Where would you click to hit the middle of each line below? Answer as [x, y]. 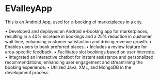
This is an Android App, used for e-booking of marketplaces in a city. [74, 22]
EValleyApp [29, 8]
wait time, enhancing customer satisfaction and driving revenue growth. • [79, 41]
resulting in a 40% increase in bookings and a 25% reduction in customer [79, 36]
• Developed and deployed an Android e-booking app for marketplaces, [77, 31]
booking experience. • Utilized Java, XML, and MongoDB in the [68, 67]
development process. [27, 72]
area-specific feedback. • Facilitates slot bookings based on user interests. [80, 52]
